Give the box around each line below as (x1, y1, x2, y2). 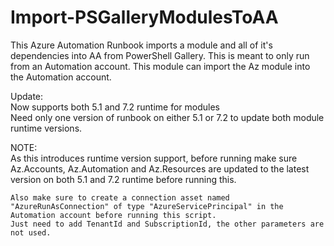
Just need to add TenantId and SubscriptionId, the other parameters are (10, 219, 325, 229)
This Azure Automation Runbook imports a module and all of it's (10, 39, 273, 51)
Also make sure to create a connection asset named (10, 192, 230, 203)
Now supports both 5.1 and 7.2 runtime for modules (10, 101, 221, 113)
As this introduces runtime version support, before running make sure (10, 152, 298, 164)
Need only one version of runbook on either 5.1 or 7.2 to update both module (10, 111, 325, 123)
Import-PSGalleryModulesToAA (10, 6, 279, 29)
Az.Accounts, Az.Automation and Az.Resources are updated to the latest (10, 162, 310, 175)
